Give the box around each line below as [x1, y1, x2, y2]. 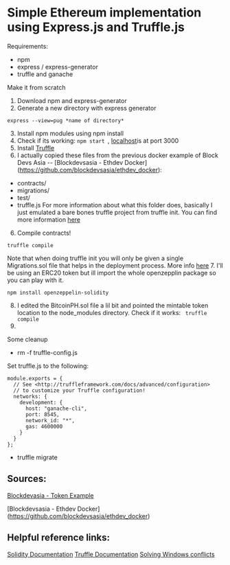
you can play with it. [7, 276, 64, 284]
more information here [16, 215, 81, 224]
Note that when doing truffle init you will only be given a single [7, 254, 184, 262]
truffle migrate [16, 453, 58, 461]
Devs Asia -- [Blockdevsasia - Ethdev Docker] [16, 158, 148, 166]
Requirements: [7, 42, 48, 50]
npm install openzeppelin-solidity [7, 289, 109, 296]
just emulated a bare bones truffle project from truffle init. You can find [16, 208, 218, 216]
